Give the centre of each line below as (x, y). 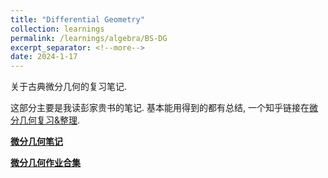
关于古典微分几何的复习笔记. (69, 87)
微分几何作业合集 (45, 163)
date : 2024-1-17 (44, 57)
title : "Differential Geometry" (77, 19)
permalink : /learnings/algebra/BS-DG (89, 38)
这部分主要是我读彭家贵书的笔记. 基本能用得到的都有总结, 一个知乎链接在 (160, 108)
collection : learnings (57, 29)
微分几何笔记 (36, 142)
